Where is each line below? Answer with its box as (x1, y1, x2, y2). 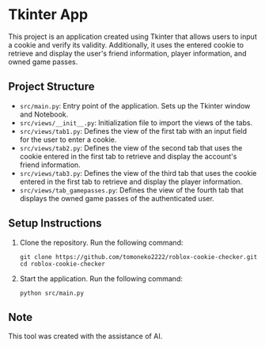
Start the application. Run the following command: (19, 273, 184, 283)
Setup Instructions (8, 216, 102, 231)
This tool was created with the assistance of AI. (8, 331, 163, 341)
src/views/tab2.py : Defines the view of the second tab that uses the (19, 143, 243, 152)
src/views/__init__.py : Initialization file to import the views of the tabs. (19, 117, 253, 128)
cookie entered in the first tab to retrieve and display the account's (19, 151, 237, 161)
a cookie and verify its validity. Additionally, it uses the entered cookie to (8, 40, 244, 49)
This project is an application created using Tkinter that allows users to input (8, 32, 257, 41)
